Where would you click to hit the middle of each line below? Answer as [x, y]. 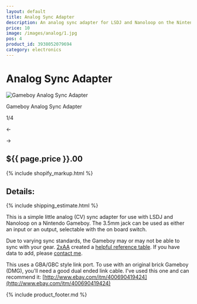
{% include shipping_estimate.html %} [52, 205]
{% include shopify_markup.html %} [50, 173]
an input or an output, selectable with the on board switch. [77, 229]
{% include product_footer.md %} [47, 295]
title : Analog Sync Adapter [40, 17]
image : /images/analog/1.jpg [42, 33]
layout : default [26, 11]
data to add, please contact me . [45, 254]
